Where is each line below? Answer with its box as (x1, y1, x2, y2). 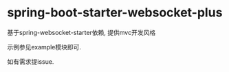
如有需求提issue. (7, 57, 54, 66)
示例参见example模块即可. (7, 43, 81, 51)
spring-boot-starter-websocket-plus (7, 5, 223, 21)
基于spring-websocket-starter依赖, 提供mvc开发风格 (7, 28, 156, 36)
